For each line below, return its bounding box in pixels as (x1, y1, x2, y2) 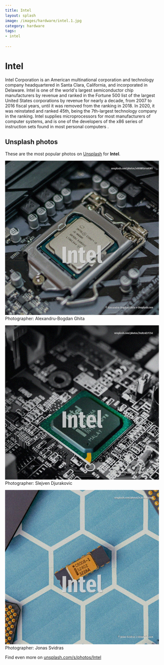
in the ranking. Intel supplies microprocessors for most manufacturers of (5, 113, 151, 119)
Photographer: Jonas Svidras (5, 644, 64, 651)
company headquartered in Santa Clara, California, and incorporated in (5, 82, 148, 88)
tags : (5, 28, 16, 34)
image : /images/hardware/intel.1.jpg (5, 18, 82, 23)
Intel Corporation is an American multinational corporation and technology (5, 76, 154, 83)
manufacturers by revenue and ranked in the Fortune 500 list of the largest (5, 92, 155, 98)
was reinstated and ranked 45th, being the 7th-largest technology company (5, 108, 157, 114)
